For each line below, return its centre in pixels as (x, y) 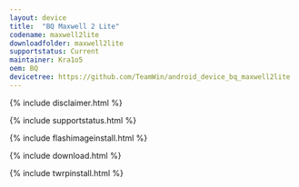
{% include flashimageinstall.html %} (79, 138)
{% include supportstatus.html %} (73, 120)
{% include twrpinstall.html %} (67, 172)
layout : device (38, 18)
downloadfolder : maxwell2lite (67, 43)
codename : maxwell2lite (55, 34)
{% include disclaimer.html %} (66, 103)
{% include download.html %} (65, 155)
